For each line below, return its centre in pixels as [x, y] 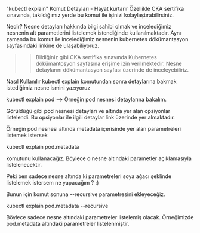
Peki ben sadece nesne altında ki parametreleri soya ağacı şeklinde [89, 176]
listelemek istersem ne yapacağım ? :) [53, 183]
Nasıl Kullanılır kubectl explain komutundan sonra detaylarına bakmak [91, 81]
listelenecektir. [24, 165]
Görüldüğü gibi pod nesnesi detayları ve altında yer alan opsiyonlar [88, 111]
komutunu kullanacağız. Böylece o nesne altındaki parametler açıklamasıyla [99, 158]
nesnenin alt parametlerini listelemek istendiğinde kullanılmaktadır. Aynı [94, 33]
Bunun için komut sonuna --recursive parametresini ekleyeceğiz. [86, 194]
